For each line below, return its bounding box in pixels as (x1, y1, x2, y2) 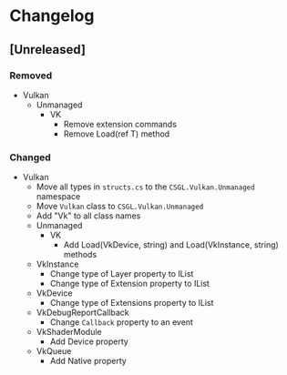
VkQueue (36, 346, 72, 357)
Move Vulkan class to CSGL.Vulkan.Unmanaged (36, 201, 204, 212)
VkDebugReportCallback (36, 307, 129, 319)
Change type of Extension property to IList (49, 279, 210, 289)
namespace (36, 191, 81, 202)
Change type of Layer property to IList (49, 269, 194, 279)
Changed (9, 151, 52, 164)
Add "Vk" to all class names (36, 210, 141, 221)
